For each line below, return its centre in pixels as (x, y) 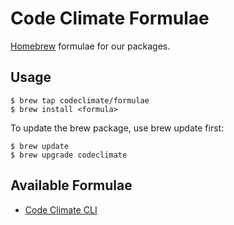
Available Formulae (71, 185)
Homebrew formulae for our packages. (90, 46)
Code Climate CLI (61, 209)
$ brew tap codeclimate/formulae (80, 100)
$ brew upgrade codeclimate (69, 155)
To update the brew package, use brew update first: (117, 128)
